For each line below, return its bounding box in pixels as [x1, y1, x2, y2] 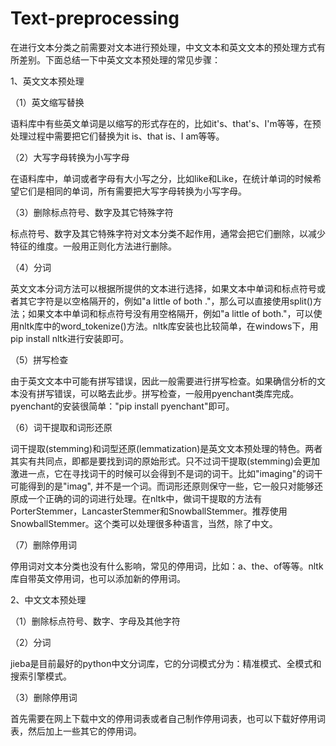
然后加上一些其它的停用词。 [27, 725, 142, 737]
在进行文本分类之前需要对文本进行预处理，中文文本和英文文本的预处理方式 [10, 41, 317, 53]
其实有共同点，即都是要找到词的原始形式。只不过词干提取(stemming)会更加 [10, 455, 320, 467]
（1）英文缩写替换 [10, 96, 85, 108]
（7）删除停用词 [10, 538, 77, 551]
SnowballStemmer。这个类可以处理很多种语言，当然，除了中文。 [10, 517, 278, 529]
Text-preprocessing [10, 7, 180, 30]
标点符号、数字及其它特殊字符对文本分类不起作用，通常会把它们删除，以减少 [10, 227, 326, 239]
